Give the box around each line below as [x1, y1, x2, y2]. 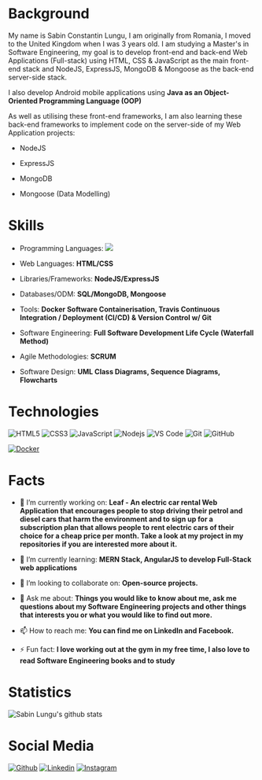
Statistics [8, 683, 72, 701]
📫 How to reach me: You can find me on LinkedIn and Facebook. [19, 626, 234, 635]
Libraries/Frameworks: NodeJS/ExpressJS [19, 274, 160, 283]
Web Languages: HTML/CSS [19, 259, 114, 268]
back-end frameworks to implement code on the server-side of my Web [8, 120, 242, 129]
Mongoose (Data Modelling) [19, 189, 111, 198]
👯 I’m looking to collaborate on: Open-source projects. [19, 578, 198, 587]
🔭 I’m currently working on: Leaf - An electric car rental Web [19, 497, 218, 507]
